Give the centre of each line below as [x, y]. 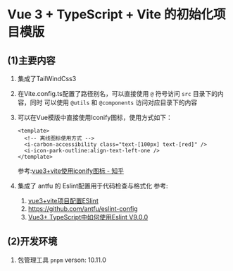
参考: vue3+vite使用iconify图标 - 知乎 [71, 171]
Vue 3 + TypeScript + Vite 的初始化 [110, 14]
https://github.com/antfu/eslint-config [83, 209]
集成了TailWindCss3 [47, 79]
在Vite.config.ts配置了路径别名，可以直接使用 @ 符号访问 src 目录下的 [118, 94]
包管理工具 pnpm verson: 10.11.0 [62, 260]
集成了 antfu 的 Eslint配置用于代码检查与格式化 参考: [93, 186]
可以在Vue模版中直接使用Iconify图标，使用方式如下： [95, 118]
